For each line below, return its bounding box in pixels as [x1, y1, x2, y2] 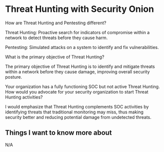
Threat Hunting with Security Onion [5, 3, 154, 15]
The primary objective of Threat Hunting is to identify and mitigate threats [5, 63, 155, 69]
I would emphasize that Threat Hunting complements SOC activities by [5, 103, 149, 109]
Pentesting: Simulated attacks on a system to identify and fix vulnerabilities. [5, 44, 159, 50]
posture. [5, 74, 22, 80]
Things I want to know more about [5, 129, 112, 137]
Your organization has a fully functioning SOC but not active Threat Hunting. [5, 83, 160, 90]
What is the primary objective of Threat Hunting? [5, 53, 105, 60]
